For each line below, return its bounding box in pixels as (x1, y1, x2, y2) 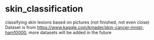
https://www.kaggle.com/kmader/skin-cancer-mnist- (37, 24, 144, 30)
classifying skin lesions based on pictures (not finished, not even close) (5, 19, 150, 25)
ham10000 (5, 29, 26, 35)
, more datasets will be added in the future (26, 29, 112, 35)
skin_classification (5, 3, 83, 14)
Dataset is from (5, 24, 36, 30)
